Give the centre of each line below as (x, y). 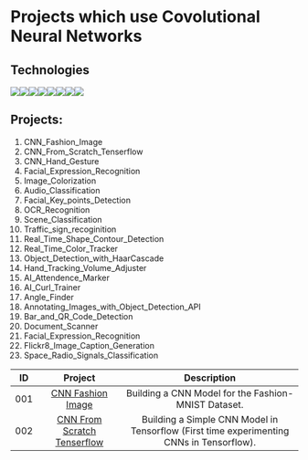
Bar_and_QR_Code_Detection (78, 316)
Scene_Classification (63, 219)
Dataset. (226, 404)
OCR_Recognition (57, 209)
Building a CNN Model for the (189, 392)
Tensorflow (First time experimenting (210, 431)
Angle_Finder (48, 297)
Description (210, 378)
